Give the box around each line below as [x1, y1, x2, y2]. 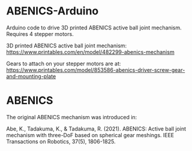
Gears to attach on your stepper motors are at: [6, 60, 121, 67]
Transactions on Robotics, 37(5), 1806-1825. [6, 138, 116, 145]
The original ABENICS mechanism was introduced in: [6, 113, 137, 120]
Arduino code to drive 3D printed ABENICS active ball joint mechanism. [6, 24, 182, 31]
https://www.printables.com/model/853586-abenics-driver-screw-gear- [6, 66, 185, 73]
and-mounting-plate [6, 73, 56, 80]
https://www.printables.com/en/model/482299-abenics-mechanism [6, 48, 175, 55]
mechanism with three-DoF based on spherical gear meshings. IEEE [6, 131, 175, 138]
